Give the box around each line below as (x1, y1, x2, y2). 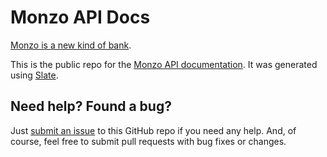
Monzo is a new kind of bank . (10, 39, 132, 51)
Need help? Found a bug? (10, 98, 172, 115)
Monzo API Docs (10, 6, 151, 29)
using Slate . (10, 69, 59, 81)
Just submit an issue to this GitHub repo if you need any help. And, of (10, 124, 297, 136)
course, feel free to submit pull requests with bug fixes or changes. (10, 135, 287, 147)
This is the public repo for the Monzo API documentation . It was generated (10, 58, 318, 70)
